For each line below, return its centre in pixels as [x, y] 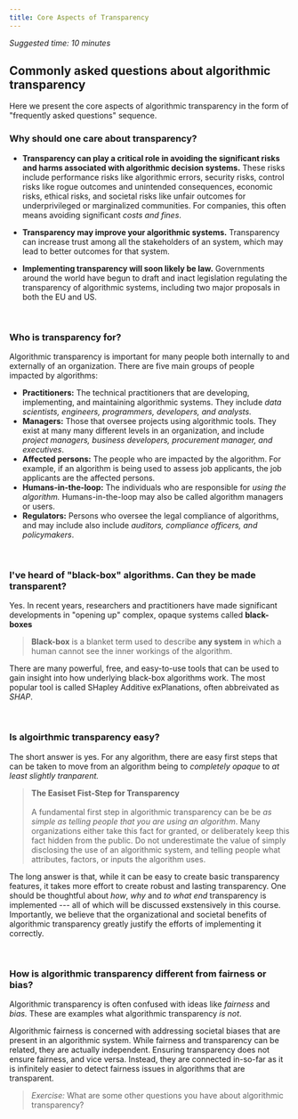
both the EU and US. [60, 297]
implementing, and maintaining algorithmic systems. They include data [152, 403]
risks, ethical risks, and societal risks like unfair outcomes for [134, 196]
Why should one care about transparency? [103, 139]
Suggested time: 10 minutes [60, 43]
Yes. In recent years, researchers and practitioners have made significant [143, 606]
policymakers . [48, 535]
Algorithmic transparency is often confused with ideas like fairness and [140, 1004]
